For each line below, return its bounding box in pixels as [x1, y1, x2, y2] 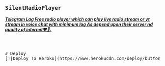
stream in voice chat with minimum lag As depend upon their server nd [5, 21, 153, 27]
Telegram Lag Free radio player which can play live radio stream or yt [5, 16, 150, 22]
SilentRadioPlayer [5, 4, 61, 12]
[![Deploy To [5, 55, 37, 61]
